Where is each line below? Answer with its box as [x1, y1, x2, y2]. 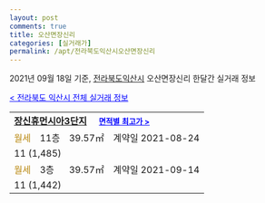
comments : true [9, 22, 67, 31]
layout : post [9, 13, 59, 23]
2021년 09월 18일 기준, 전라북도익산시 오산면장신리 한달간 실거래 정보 [9, 73, 256, 84]
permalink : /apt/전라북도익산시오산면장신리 [9, 47, 156, 56]
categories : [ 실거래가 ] [9, 38, 93, 48]
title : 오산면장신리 [9, 30, 75, 39]
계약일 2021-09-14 [113, 164, 200, 177]
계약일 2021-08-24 [113, 132, 200, 145]
